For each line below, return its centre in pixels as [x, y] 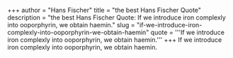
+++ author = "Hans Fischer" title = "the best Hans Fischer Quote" [104, 10]
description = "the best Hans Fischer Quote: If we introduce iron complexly [117, 17]
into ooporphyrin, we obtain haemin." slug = [72, 25]
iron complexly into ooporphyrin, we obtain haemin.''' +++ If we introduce [115, 40]
